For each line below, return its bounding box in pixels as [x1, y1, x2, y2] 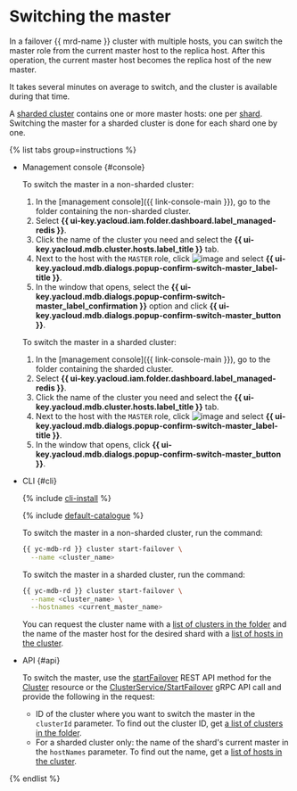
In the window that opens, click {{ [35, 439, 161, 449]
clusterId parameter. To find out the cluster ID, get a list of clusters [35, 718, 284, 729]
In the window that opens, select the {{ [35, 281, 179, 292]
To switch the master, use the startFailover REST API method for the [21, 672, 272, 683]
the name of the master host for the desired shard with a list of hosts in [21, 629, 284, 639]
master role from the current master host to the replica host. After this [9, 45, 266, 55]
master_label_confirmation [35, 301, 138, 311]
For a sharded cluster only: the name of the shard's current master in [35, 737, 289, 748]
